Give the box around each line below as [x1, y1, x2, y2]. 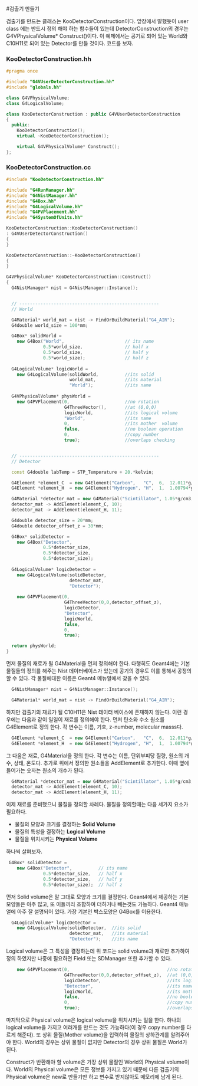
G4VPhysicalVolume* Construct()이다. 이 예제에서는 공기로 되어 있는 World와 [6, 32, 188, 40]
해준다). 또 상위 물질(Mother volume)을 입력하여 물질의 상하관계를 [16, 1031, 170, 1038]
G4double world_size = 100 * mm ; [11, 322, 88, 329]
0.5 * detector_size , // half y [43, 876, 123, 882]
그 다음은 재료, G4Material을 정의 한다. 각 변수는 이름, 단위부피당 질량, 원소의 [6, 752, 183, 759]
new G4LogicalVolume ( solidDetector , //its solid [16, 925, 141, 931]
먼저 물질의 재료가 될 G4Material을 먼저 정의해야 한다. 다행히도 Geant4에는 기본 [6, 660, 190, 667]
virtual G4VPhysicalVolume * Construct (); [16, 144, 120, 150]
